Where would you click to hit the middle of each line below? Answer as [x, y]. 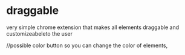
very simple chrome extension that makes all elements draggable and [93, 27]
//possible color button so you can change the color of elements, [87, 45]
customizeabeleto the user [39, 33]
